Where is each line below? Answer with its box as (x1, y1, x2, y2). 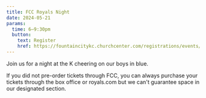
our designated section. (6, 85, 66, 92)
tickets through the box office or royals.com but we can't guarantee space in (6, 78, 200, 86)
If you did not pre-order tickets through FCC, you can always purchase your (6, 72, 198, 79)
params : (6, 20, 26, 26)
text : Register (17, 37, 56, 43)
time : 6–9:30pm (12, 26, 51, 32)
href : (17, 43, 32, 50)
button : (12, 32, 32, 38)
